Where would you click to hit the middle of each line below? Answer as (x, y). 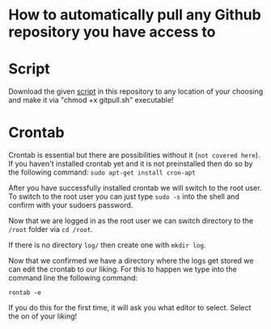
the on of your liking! (43, 316)
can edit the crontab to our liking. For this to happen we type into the (123, 269)
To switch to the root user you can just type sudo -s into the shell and (124, 196)
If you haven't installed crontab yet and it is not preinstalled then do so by (131, 164)
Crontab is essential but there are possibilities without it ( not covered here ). (134, 155)
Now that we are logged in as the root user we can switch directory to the (131, 221)
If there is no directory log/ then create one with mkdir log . (107, 245)
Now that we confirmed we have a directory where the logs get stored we (131, 261)
